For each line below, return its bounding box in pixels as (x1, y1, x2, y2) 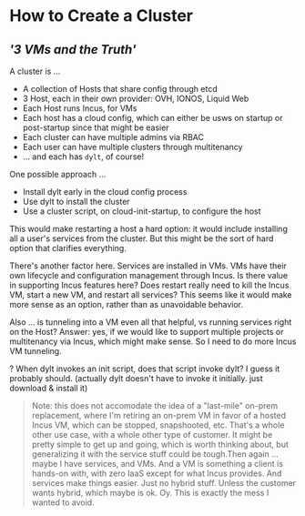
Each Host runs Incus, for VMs (22, 103, 137, 114)
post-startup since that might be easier (22, 122, 170, 133)
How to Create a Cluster (9, 5, 194, 26)
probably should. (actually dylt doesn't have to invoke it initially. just (9, 373, 264, 383)
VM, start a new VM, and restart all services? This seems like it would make (9, 289, 293, 300)
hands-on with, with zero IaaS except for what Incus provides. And (31, 468, 282, 479)
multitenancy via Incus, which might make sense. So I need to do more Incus (9, 336, 297, 347)
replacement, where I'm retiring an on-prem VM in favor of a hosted (31, 410, 287, 420)
